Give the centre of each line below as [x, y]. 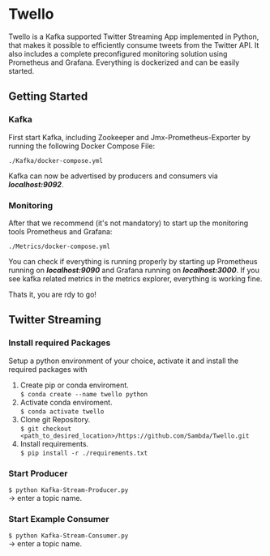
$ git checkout [46, 429]
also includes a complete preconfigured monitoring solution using [118, 53]
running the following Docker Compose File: [82, 146]
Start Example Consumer [59, 519]
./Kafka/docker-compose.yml [56, 160]
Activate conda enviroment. [66, 402]
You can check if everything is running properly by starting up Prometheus [133, 261]
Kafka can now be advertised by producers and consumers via [114, 176]
